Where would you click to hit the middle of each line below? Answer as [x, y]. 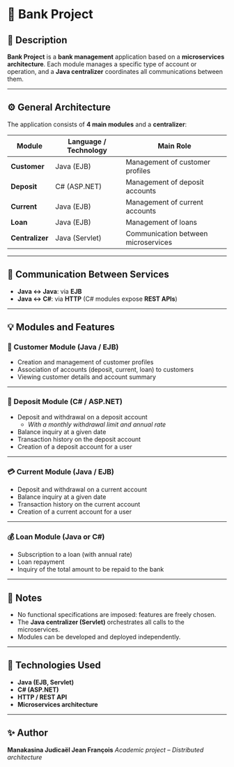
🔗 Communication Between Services [88, 275]
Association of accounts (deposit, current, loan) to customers [105, 370]
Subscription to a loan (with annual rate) [75, 555]
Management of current [164, 202]
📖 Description [37, 40]
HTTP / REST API [42, 697]
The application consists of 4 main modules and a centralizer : [97, 124]
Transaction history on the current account [79, 504]
